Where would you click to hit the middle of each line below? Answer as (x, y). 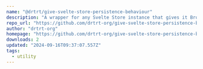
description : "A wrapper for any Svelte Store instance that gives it (97, 17)
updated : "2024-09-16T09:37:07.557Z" (54, 46)
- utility (24, 56)
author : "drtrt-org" (32, 28)
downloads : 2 (23, 40)
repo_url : (19, 23)
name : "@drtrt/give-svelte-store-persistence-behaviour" (79, 12)
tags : (13, 51)
